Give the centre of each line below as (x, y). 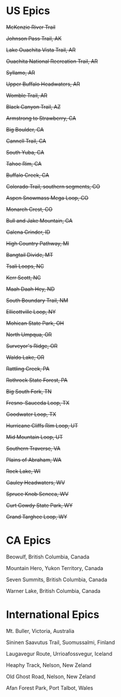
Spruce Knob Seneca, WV (37, 494)
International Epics (53, 615)
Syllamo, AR (20, 72)
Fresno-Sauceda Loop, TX (38, 403)
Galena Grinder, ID (28, 232)
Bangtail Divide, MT (30, 254)
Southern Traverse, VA (33, 448)
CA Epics (28, 540)
